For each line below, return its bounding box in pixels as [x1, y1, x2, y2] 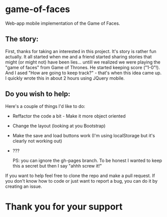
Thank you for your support [5, 201, 123, 212]
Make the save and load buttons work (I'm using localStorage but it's [12, 132, 155, 138]
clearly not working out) [12, 138, 62, 144]
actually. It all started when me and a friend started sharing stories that [5, 53, 152, 60]
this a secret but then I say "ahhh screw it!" [12, 162, 102, 169]
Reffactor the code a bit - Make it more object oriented [12, 113, 126, 119]
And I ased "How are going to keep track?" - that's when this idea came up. [5, 70, 162, 76]
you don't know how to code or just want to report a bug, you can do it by [5, 178, 158, 184]
